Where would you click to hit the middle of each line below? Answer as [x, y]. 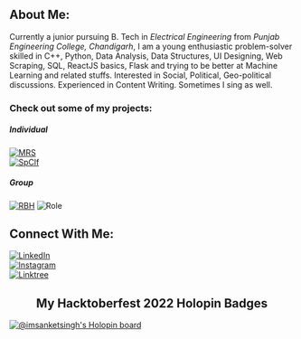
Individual [28, 129]
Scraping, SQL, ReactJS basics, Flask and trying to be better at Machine [144, 65]
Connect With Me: [62, 234]
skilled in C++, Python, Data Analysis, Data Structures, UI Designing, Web [146, 56]
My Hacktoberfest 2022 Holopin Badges [152, 303]
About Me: [40, 15]
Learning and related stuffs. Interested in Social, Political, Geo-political [141, 75]
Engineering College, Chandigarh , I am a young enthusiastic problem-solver [151, 46]
